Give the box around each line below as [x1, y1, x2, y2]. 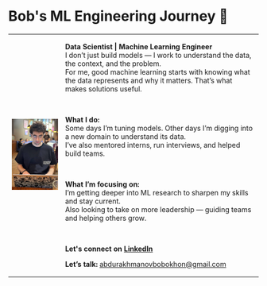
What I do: [64, 114, 100, 124]
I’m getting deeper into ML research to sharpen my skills [64, 187, 249, 197]
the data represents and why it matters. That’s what [64, 75, 233, 85]
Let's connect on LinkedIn [64, 244, 153, 253]
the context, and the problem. [64, 59, 161, 68]
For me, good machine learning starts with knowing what [64, 67, 250, 76]
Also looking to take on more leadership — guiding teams [64, 204, 252, 214]
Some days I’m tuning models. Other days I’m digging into [64, 123, 253, 133]
